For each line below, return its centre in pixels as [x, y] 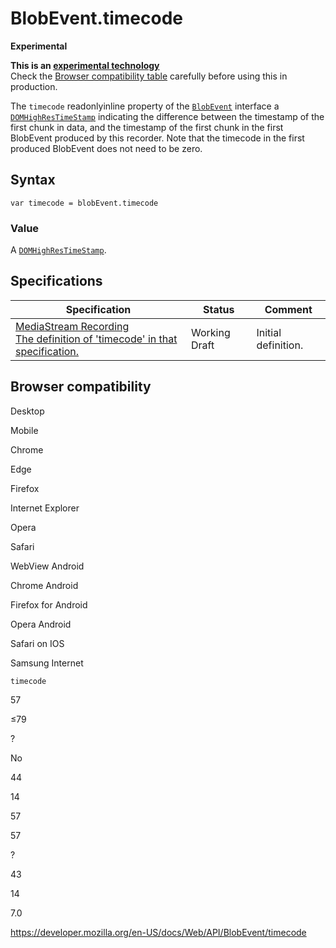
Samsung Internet [47, 663]
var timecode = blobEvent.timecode [84, 203]
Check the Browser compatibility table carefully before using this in [149, 76]
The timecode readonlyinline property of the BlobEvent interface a [145, 106]
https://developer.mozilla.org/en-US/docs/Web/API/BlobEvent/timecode [158, 932]
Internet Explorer [45, 508]
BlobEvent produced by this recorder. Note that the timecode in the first [157, 138]
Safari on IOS [37, 643]
